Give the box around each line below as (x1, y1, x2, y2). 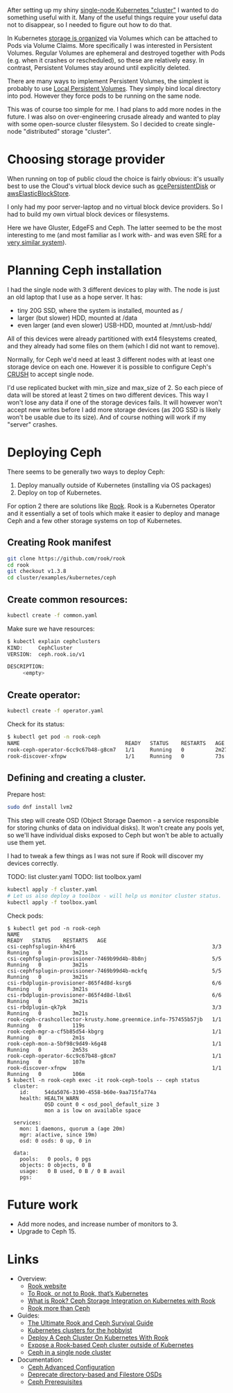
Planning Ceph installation (7, 263, 162, 278)
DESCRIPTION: (7, 663, 45, 670)
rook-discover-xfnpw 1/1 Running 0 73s (7, 753, 225, 760)
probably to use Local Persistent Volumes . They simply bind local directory (7, 85, 221, 92)
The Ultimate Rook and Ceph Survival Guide (27, 1318, 154, 1327)
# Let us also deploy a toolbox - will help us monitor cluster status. (7, 892, 222, 899)
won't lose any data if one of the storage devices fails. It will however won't (7, 398, 223, 407)
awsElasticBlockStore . (7, 189, 71, 197)
